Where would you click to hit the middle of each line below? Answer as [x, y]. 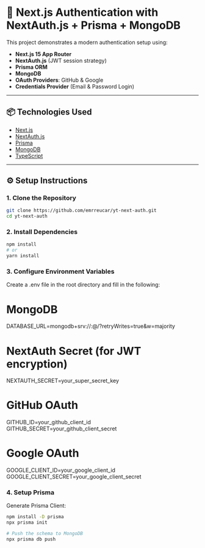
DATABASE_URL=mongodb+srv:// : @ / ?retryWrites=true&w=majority [91, 326]
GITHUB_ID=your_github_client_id [49, 422]
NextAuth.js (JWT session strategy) [61, 60]
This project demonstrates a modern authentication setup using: [87, 42]
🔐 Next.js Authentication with [82, 12]
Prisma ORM [31, 67]
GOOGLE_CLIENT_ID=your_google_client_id [61, 470]
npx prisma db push [31, 539]
